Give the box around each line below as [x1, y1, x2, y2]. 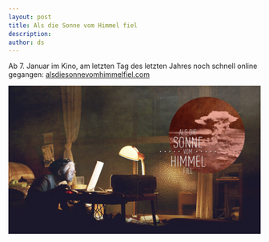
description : [8, 30, 52, 38]
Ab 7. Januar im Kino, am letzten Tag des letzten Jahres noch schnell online [8, 61, 258, 71]
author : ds [8, 38, 45, 46]
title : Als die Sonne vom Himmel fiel [8, 21, 138, 30]
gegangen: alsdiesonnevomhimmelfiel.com [8, 70, 151, 79]
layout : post [8, 13, 52, 21]
